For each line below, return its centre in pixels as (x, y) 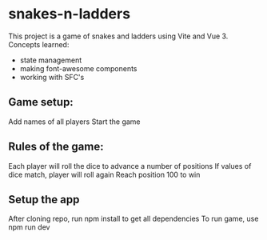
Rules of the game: (56, 147)
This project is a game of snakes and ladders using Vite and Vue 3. (118, 36)
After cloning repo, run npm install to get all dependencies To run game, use (133, 219)
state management (51, 60)
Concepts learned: (39, 44)
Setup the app (44, 200)
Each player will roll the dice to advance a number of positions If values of (130, 166)
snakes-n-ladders (69, 14)
